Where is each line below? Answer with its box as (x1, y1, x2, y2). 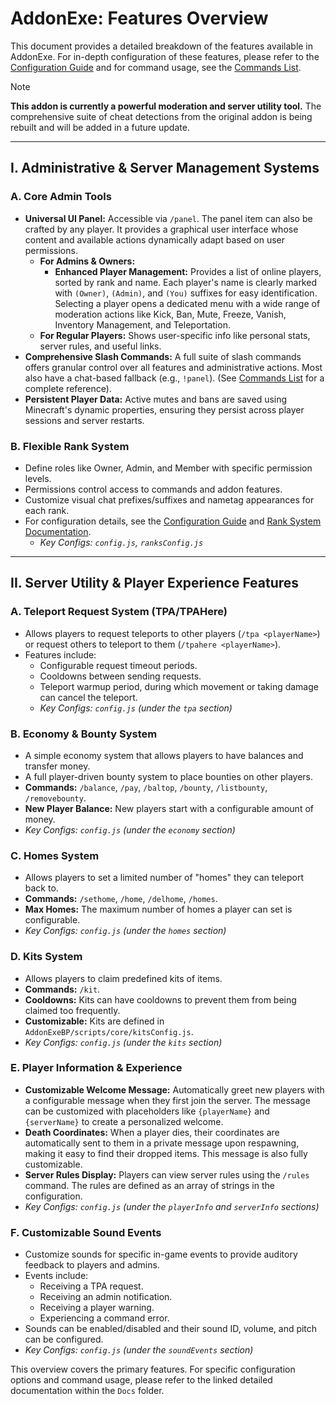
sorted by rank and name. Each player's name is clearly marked (54, 276, 317, 288)
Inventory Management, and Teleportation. (54, 318, 231, 331)
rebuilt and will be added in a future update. (10, 121, 190, 133)
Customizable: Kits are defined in (24, 1015, 165, 1027)
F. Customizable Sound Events (10, 1225, 162, 1239)
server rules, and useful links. (39, 340, 162, 352)
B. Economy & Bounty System (10, 727, 158, 741)
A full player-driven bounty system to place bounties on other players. (24, 770, 314, 782)
